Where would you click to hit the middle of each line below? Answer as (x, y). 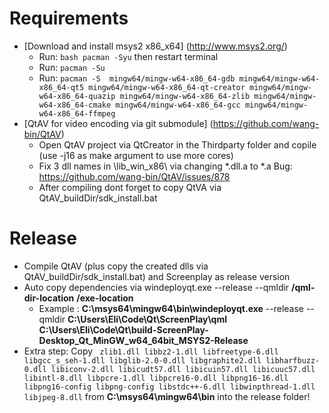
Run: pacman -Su (72, 67)
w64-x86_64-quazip (77, 96)
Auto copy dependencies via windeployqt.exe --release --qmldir (156, 287)
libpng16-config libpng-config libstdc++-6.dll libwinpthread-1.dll (169, 387)
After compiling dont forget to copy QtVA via (130, 187)
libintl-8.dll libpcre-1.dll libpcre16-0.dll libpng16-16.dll (156, 378)
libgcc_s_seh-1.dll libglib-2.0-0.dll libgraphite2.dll (142, 360)
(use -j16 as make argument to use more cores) (136, 155)
